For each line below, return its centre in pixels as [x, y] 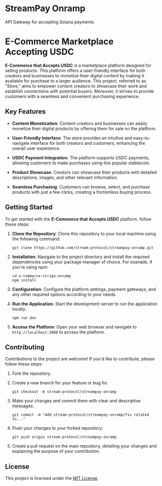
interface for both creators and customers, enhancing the [88, 143]
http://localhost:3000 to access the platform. [58, 332]
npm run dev [24, 318]
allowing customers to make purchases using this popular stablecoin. [81, 163]
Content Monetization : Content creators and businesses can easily [80, 123]
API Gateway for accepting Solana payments [50, 22]
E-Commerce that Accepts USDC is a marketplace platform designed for [78, 65]
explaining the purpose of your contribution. [56, 451]
